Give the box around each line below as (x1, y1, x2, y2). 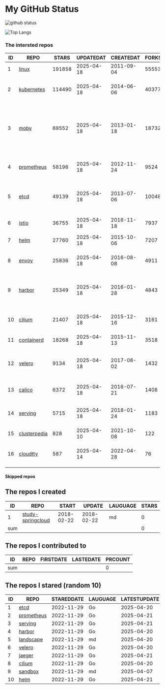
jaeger (19, 652, 34, 659)
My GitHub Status (5, 3, 79, 15)
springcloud (22, 517, 50, 524)
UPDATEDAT (76, 54, 107, 61)
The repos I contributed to (5, 542, 87, 550)
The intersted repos (5, 41, 54, 48)
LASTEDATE (72, 556, 101, 563)
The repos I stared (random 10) (5, 581, 102, 590)
